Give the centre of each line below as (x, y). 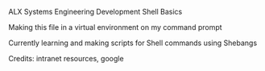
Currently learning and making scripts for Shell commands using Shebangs (133, 43)
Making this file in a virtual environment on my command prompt (116, 27)
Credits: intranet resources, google (66, 58)
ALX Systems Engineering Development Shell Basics (95, 12)
